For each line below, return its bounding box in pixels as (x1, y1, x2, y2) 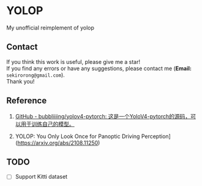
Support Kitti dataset (15, 173, 68, 180)
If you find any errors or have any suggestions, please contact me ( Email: (6, 64, 192, 72)
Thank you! (6, 77, 35, 85)
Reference (6, 96, 47, 106)
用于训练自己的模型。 (20, 120, 75, 128)
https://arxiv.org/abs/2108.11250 (17, 139, 99, 146)
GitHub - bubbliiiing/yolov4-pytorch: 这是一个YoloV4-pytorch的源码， (15, 112, 191, 120)
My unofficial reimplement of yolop (6, 24, 95, 31)
